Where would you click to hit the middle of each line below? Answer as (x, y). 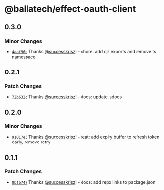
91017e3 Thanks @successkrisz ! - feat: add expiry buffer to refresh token (85, 137)
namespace (24, 57)
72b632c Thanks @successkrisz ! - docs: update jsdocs (67, 97)
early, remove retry (31, 142)
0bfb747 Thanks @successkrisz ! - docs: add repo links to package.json (83, 182)
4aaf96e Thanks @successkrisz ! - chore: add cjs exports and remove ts (84, 51)
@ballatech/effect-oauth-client (70, 9)
